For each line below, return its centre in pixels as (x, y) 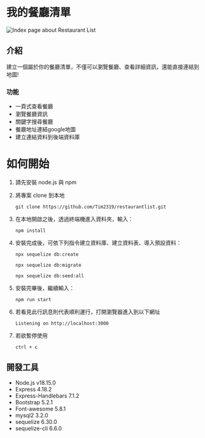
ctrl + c (26, 347)
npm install (30, 231)
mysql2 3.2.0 (32, 415)
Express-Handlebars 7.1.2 (47, 396)
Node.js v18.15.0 (35, 382)
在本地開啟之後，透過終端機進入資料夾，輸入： (74, 219)
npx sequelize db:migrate (48, 265)
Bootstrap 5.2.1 (34, 402)
